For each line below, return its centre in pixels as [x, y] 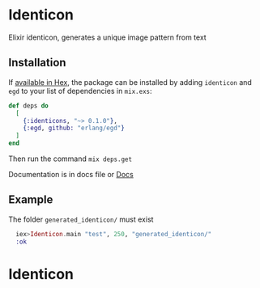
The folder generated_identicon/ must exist [81, 219]
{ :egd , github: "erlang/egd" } [74, 128]
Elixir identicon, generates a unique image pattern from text [107, 37]
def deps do [28, 106]
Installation [37, 63]
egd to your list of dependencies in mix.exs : [80, 91]
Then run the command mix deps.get [70, 159]
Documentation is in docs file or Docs [71, 174]
